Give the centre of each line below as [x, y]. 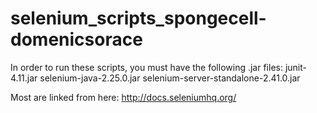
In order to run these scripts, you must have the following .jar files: [146, 67]
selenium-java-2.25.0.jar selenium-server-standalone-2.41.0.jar [170, 78]
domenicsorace [76, 39]
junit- [295, 67]
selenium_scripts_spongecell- [138, 18]
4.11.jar [24, 78]
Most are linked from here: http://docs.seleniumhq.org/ [123, 97]
